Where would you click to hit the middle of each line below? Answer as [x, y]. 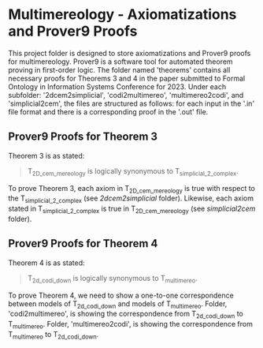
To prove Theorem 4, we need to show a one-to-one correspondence [121, 295]
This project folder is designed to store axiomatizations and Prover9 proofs [130, 53]
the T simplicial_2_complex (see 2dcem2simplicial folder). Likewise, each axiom [131, 199]
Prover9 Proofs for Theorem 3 [83, 137]
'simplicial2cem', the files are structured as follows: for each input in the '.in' [131, 103]
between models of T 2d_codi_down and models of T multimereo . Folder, [118, 304]
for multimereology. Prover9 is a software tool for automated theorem [121, 62]
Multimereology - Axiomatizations [122, 15]
